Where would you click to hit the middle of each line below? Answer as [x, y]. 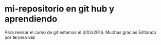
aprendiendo [31, 19]
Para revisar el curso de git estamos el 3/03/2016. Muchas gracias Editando [80, 32]
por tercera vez [20, 37]
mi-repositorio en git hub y [60, 9]
